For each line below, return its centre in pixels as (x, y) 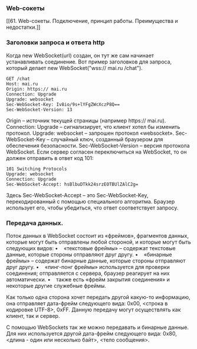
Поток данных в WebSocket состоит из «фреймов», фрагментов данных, (97, 235)
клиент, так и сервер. (33, 315)
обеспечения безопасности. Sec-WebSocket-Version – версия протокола (98, 145)
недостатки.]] (23, 27)
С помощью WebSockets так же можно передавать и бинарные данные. (97, 327)
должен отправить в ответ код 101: (50, 158)
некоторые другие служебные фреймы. (56, 285)
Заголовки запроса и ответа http (55, 42)
